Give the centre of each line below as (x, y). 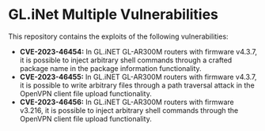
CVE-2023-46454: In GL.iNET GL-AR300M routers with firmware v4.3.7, (138, 51)
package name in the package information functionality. (110, 68)
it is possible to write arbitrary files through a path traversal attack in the (137, 85)
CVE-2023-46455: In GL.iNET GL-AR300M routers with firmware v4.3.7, (138, 77)
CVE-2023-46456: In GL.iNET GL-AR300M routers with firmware (127, 102)
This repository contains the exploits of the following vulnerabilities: (118, 36)
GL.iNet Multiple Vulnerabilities (114, 15)
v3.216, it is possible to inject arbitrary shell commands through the (129, 110)
